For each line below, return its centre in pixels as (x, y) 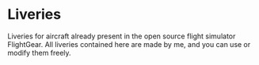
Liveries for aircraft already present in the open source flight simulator (122, 36)
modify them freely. (40, 52)
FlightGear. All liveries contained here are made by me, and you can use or (129, 44)
